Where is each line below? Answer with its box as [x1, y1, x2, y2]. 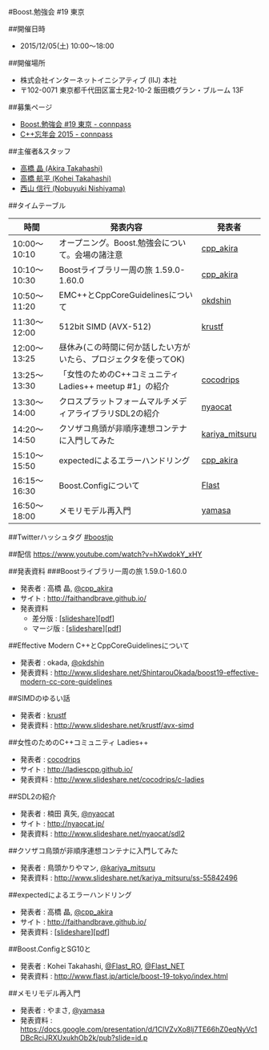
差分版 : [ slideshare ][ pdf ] [31, 613, 114, 623]
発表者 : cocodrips [19, 755, 81, 764]
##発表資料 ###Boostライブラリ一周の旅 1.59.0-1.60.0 [8, 567, 187, 576]
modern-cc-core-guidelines [19, 677, 113, 686]
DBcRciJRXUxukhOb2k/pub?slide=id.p [19, 1033, 148, 1042]
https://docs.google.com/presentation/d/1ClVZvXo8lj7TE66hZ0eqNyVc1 [19, 1024, 258, 1034]
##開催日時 [8, 24, 46, 34]
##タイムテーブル [8, 201, 66, 210]
